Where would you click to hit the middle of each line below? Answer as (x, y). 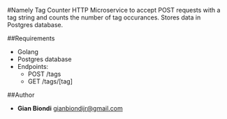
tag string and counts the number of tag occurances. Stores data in (104, 17)
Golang (28, 52)
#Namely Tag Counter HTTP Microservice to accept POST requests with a (114, 10)
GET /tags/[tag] (50, 81)
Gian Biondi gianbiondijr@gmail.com (70, 108)
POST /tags (44, 74)
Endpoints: (33, 66)
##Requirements (31, 38)
